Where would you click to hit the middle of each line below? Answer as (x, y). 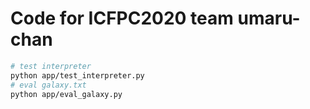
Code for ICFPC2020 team (122, 18)
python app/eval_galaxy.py (66, 94)
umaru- (269, 18)
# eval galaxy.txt (48, 85)
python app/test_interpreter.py (77, 75)
